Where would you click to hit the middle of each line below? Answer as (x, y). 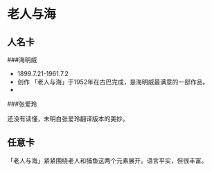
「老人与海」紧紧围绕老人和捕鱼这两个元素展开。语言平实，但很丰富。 (107, 161)
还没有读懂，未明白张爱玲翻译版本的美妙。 (68, 119)
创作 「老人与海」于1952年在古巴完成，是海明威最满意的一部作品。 (113, 82)
